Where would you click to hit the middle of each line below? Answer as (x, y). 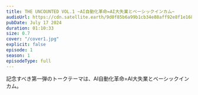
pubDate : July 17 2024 (34, 22)
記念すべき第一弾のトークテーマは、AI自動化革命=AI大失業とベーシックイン (98, 78)
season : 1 (18, 55)
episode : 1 (19, 50)
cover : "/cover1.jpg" (33, 39)
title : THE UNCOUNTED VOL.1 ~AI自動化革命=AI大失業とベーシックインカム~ (90, 12)
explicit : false (26, 45)
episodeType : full (29, 61)
